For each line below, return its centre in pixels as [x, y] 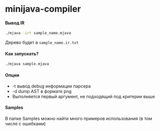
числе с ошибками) [25, 124]
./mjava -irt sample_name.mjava [38, 33]
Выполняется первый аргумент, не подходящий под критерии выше [83, 96]
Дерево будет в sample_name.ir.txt [42, 43]
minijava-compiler [43, 9]
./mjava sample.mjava [27, 64]
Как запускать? [22, 54]
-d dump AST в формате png [42, 91]
